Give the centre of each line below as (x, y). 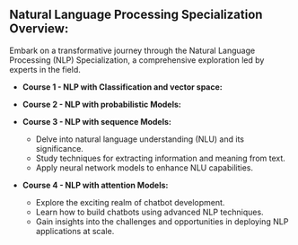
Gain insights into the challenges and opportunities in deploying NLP (162, 221)
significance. (59, 148)
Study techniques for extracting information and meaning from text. (160, 158)
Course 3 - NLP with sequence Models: (97, 121)
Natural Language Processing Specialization (136, 15)
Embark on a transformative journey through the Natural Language (132, 50)
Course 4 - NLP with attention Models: (95, 185)
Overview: (39, 29)
